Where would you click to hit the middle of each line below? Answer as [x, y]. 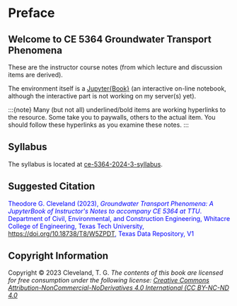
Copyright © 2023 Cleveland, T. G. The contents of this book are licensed [116, 273]
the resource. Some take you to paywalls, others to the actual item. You [112, 117]
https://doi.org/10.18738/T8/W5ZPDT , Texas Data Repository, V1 [101, 233]
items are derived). [35, 75]
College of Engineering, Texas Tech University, [76, 226]
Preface [31, 13]
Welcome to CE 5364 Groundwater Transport [110, 39]
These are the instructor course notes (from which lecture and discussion [115, 67]
